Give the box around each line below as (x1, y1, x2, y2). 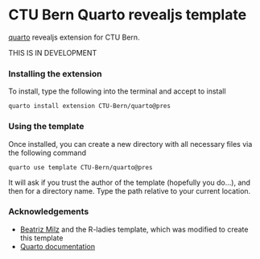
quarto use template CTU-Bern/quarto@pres (8, 163, 153, 171)
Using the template (8, 121, 85, 132)
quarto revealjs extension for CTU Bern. (8, 32, 140, 42)
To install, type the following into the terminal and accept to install (8, 86, 227, 96)
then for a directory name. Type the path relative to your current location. (8, 186, 251, 195)
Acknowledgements (8, 206, 89, 217)
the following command (8, 148, 87, 157)
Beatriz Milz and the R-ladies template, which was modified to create (19, 224, 249, 234)
